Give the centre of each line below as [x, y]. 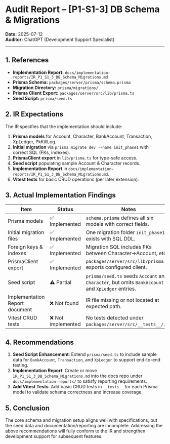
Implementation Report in [40, 169]
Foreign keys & [25, 247]
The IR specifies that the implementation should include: [64, 126]
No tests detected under [115, 318]
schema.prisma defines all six [120, 218]
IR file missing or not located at [122, 300]
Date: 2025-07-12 [24, 34]
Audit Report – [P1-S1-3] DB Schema [83, 9]
